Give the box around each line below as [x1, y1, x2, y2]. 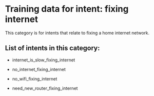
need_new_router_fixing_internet [12, 85, 78, 91]
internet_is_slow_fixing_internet [12, 57, 76, 63]
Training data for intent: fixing [5, 3, 129, 15]
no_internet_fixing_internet [12, 66, 66, 72]
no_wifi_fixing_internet [12, 76, 58, 81]
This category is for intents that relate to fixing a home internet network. [5, 30, 150, 36]
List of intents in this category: [5, 44, 100, 52]
